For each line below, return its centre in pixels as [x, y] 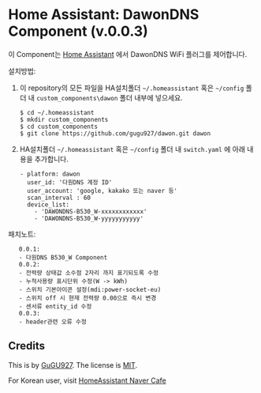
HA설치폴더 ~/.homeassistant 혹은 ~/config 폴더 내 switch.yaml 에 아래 [132, 149]
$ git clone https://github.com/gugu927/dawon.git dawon [115, 133]
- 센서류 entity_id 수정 [55, 306]
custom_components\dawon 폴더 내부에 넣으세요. [110, 97]
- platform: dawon [50, 174]
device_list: [48, 204]
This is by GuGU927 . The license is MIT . [73, 365]
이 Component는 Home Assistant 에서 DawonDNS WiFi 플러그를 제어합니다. [128, 54]
